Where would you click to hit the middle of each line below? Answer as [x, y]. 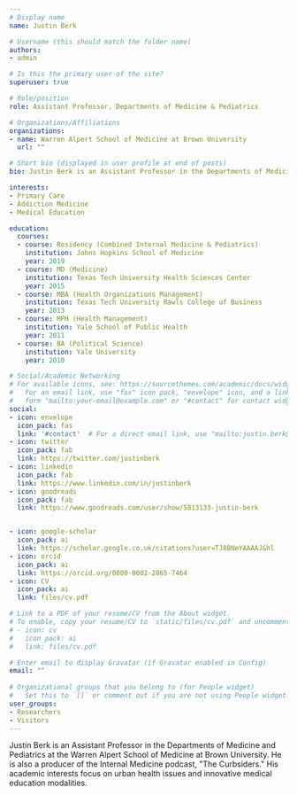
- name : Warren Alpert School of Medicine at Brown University [128, 139]
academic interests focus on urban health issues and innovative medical [141, 774]
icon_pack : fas [45, 425]
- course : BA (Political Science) [80, 343]
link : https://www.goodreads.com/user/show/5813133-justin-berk [138, 508]
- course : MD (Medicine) [63, 269]
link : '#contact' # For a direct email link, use [112, 434]
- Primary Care [37, 196]
